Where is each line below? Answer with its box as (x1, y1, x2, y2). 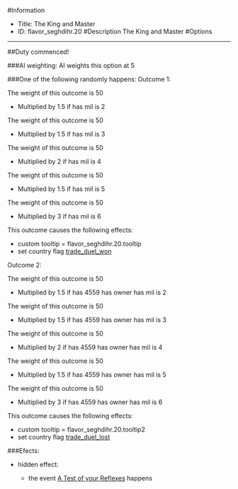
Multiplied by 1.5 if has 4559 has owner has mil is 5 (17, 371, 166, 379)
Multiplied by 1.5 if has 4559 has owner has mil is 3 (17, 316, 166, 324)
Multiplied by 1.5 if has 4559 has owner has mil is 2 (17, 288, 166, 297)
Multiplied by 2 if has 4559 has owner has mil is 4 (17, 343, 163, 351)
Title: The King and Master (17, 20, 96, 28)
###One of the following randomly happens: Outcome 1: (7, 75, 171, 84)
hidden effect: (17, 460, 59, 468)
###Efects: (7, 447, 40, 455)
